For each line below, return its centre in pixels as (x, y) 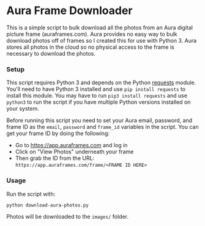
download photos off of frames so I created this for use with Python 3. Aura (102, 40)
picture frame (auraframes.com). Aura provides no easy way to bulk (92, 34)
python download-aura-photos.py (47, 205)
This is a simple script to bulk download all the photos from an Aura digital (99, 27)
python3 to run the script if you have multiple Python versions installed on (99, 102)
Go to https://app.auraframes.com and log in (71, 145)
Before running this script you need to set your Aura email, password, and (99, 120)
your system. (23, 109)
